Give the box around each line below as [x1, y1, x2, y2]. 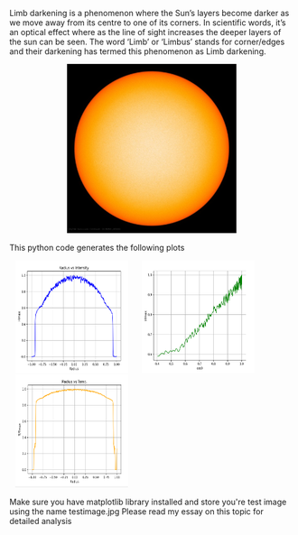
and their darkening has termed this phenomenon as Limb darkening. [9, 46, 266, 57]
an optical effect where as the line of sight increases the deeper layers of [9, 27, 282, 37]
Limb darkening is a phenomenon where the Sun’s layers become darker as [9, 8, 290, 18]
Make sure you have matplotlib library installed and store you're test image [9, 496, 287, 507]
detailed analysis [9, 516, 72, 526]
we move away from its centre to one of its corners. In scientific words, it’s [9, 17, 286, 28]
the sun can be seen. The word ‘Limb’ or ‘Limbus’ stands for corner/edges [9, 36, 285, 47]
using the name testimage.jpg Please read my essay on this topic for [9, 506, 264, 517]
